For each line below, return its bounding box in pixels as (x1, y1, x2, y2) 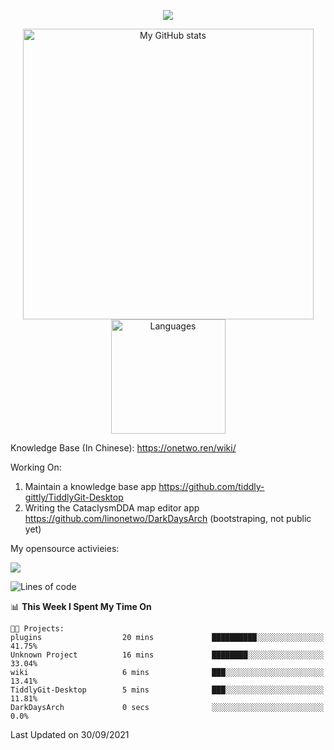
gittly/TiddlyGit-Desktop (24, 491, 124, 503)
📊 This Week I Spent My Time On (10, 601, 152, 612)
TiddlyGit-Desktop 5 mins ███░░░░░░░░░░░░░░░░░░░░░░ (10, 685, 325, 695)
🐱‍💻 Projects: (10, 624, 65, 634)
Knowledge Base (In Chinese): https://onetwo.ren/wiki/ (10, 442, 237, 454)
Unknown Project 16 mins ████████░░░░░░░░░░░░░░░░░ (10, 650, 325, 660)
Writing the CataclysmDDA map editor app (24, 502, 200, 514)
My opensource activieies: (10, 543, 120, 554)
